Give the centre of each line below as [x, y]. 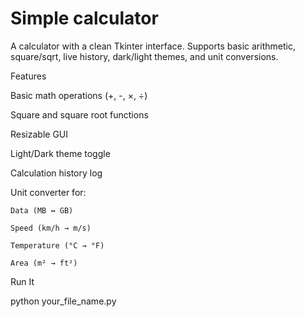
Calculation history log [56, 173]
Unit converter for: [48, 192]
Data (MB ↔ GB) [42, 210]
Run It [22, 281]
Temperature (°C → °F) [57, 245]
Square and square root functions [79, 114]
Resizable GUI [39, 134]
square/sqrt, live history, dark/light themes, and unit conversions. [144, 56]
